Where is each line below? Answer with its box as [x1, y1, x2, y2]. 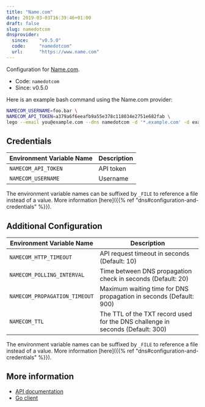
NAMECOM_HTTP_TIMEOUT [9, 254, 72, 261]
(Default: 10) [99, 257, 137, 265]
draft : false [6, 20, 40, 26]
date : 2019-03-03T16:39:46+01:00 [6, 15, 92, 21]
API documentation [15, 387, 64, 395]
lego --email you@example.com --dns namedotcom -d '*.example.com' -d [6, 119, 190, 125]
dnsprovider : [6, 32, 40, 38]
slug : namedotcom [6, 26, 51, 32]
